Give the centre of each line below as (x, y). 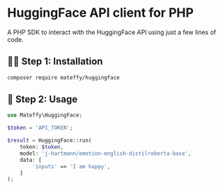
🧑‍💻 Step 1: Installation (55, 62)
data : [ (31, 160)
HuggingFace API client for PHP (100, 13)
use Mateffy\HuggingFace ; (45, 115)
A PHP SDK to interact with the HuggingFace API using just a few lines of (112, 32)
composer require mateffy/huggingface (63, 77)
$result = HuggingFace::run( (49, 141)
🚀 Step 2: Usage (43, 99)
